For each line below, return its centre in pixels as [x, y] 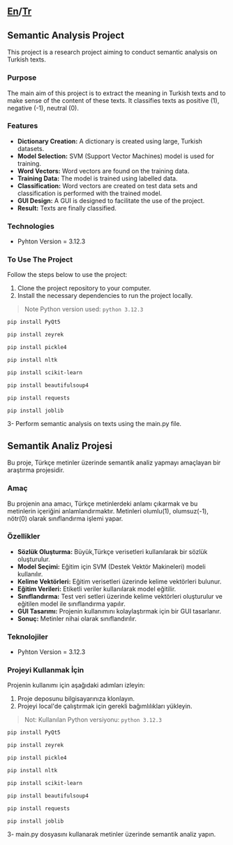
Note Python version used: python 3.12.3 [84, 309]
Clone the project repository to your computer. [84, 288]
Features [23, 126]
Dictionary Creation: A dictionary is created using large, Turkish [110, 141]
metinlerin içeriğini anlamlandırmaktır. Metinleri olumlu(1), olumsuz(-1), [108, 511]
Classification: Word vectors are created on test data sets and [107, 185]
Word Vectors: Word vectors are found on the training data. [103, 171]
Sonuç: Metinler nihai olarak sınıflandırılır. [77, 618]
